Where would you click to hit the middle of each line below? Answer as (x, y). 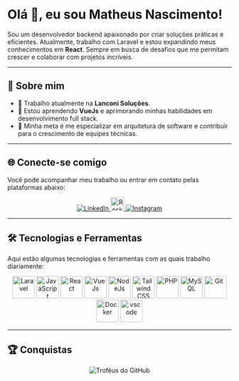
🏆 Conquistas (40, 349)
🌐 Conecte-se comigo (57, 163)
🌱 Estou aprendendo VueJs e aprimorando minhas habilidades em (115, 110)
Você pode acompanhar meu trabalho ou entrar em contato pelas (103, 179)
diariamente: (26, 266)
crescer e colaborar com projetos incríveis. (70, 57)
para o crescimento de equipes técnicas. (78, 133)
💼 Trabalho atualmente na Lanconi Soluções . (84, 103)
